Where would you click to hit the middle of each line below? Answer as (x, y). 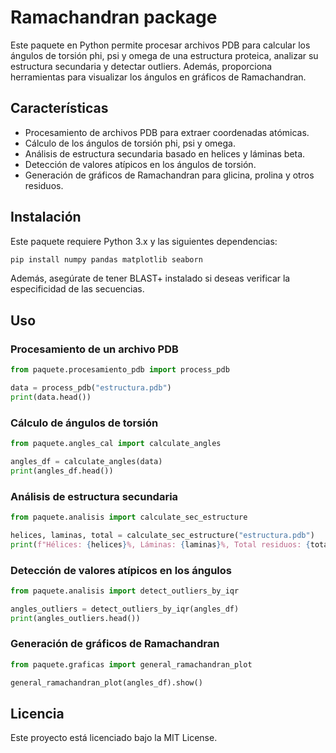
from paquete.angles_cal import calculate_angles (116, 444)
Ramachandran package (114, 17)
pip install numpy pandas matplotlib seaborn (106, 259)
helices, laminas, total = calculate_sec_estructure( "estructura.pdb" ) (162, 535)
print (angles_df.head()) (62, 471)
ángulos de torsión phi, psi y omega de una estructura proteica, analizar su (164, 55)
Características (59, 108)
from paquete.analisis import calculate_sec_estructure (129, 517)
